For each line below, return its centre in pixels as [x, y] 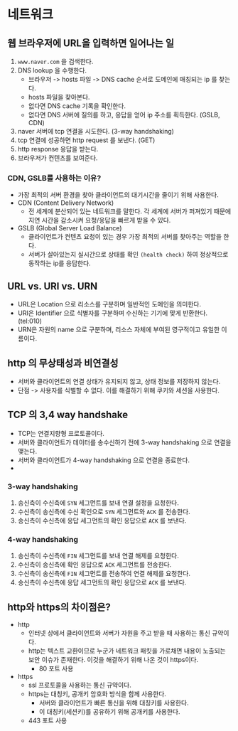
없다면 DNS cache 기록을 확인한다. [77, 106]
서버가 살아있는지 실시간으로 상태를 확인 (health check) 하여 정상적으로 [128, 255]
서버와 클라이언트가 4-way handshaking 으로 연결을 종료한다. [104, 460]
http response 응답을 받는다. [58, 149]
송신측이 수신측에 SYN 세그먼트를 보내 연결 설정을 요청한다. [98, 503]
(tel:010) [30, 321]
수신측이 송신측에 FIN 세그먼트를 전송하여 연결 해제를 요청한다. [104, 574]
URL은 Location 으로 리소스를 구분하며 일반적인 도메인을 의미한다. [109, 304]
